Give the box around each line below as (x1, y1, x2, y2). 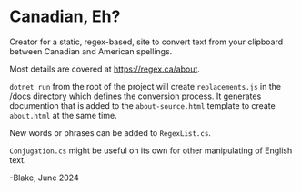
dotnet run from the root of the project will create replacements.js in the (9, 81, 282, 91)
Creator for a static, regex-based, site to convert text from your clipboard (9, 36, 284, 47)
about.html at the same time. (9, 110, 117, 120)
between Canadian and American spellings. (9, 45, 173, 56)
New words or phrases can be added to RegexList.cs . (9, 127, 212, 138)
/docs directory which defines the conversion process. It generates (9, 91, 262, 101)
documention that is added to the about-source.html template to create (9, 100, 276, 110)
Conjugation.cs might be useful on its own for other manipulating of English (9, 145, 293, 156)
